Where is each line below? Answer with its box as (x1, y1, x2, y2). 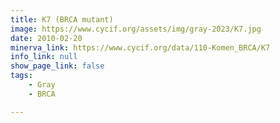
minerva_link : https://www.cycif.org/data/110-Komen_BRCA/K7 (10, 42, 271, 53)
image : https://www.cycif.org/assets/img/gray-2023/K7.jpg (10, 24, 262, 34)
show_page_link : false (10, 61, 105, 71)
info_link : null (10, 52, 78, 62)
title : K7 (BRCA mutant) (10, 14, 114, 25)
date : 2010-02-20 (10, 33, 83, 43)
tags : (10, 71, 33, 81)
